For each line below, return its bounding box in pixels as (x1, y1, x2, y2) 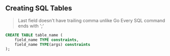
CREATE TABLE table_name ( (5, 32, 63, 37)
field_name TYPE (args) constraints (14, 42, 91, 47)
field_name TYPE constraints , (14, 37, 79, 42)
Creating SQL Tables (5, 4, 72, 13)
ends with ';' (17, 23, 45, 29)
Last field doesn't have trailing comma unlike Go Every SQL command (17, 17, 165, 23)
